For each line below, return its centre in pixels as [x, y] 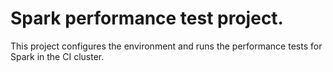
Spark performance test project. [147, 18]
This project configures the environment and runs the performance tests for [166, 46]
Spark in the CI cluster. [57, 56]
